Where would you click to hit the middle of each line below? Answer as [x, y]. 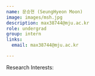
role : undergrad [26, 28]
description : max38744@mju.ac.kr [48, 23]
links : [14, 39]
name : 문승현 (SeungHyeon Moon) [45, 12]
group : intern [24, 34]
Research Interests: [30, 67]
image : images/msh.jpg [34, 17]
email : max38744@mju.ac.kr [45, 45]
